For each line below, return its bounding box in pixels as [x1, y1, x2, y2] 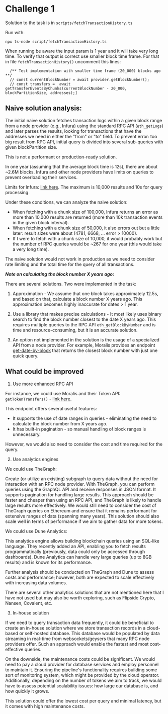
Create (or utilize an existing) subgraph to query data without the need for [5, 476, 158, 482]
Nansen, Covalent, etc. [5, 600, 53, 606]
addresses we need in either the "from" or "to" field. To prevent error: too [5, 133, 157, 139]
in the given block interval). [12, 219, 69, 225]
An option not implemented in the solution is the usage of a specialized [12, 336, 160, 342]
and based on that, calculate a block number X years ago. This [12, 296, 142, 302]
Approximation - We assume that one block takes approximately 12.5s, [12, 290, 158, 297]
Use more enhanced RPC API [12, 381, 73, 387]
